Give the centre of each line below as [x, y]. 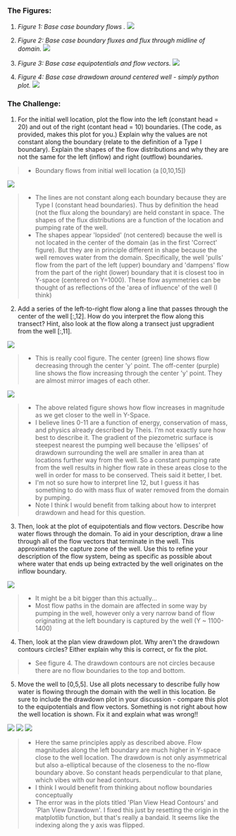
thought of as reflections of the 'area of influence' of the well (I [126, 287]
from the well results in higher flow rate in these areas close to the [131, 467]
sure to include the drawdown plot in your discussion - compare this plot [123, 699]
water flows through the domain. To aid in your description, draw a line [120, 533]
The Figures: [29, 11]
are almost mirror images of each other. [92, 381]
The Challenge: [34, 104]
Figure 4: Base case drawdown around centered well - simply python [118, 77]
